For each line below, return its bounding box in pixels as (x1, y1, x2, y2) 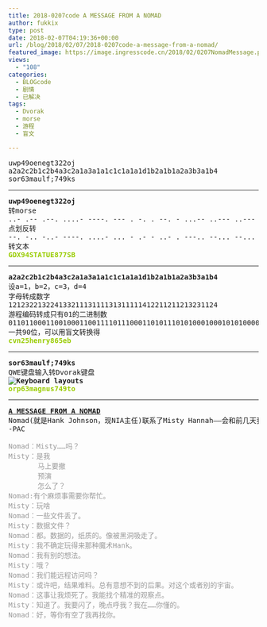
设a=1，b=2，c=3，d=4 (8, 282, 87, 290)
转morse (8, 206, 37, 215)
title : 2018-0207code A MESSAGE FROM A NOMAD (8, 11, 161, 20)
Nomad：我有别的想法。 (8, 551, 86, 560)
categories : (8, 71, 48, 79)
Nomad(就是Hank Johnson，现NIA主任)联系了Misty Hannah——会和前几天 (8, 416, 257, 425)
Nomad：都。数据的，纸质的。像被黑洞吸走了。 (8, 531, 162, 540)
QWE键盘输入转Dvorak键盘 (8, 367, 95, 377)
